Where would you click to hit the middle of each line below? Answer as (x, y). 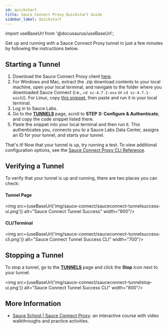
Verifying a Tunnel (35, 166)
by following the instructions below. (42, 49)
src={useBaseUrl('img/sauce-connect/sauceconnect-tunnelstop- (85, 282)
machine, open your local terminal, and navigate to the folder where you (87, 87)
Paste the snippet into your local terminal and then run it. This (76, 125)
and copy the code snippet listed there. (53, 119)
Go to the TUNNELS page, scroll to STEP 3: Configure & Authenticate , (86, 114)
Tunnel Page (19, 195)
